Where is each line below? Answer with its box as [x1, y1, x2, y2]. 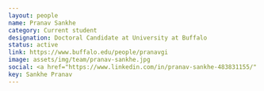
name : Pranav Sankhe [8, 19, 77, 27]
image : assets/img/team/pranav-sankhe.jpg [8, 56, 151, 64]
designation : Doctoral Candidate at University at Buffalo [8, 33, 208, 42]
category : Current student [8, 26, 98, 34]
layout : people [8, 11, 59, 20]
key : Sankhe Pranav [8, 70, 73, 78]
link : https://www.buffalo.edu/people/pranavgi [8, 48, 169, 56]
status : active [8, 41, 59, 49]
